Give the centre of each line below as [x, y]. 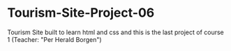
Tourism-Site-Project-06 [81, 13]
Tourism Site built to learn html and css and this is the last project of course [116, 32]
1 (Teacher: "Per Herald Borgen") [55, 39]
